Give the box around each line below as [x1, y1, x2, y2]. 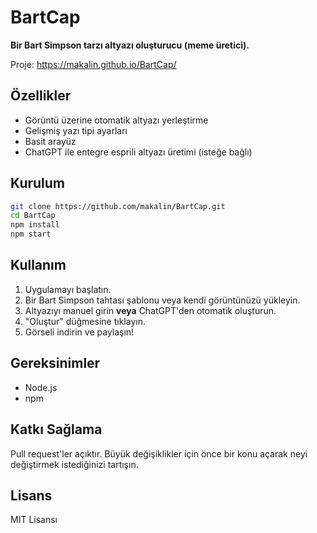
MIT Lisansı [10, 514, 58, 526]
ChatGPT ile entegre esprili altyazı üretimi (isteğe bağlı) [24, 146, 253, 158]
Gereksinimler [10, 355, 101, 372]
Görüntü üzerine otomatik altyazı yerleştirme [24, 114, 209, 126]
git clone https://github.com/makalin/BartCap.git [10, 201, 226, 211]
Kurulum [10, 175, 66, 192]
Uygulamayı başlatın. [24, 283, 112, 295]
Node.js [24, 381, 58, 393]
